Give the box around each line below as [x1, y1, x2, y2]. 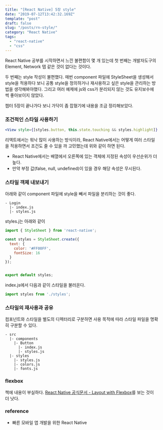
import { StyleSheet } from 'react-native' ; [5, 228, 97, 233]
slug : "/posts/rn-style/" [5, 25, 57, 30]
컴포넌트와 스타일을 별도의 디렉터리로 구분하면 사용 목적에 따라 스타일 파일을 [5, 316, 149, 322]
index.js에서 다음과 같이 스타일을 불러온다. [5, 282, 86, 288]
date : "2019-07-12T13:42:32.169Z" [5, 12, 75, 17]
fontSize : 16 [14, 250, 40, 255]
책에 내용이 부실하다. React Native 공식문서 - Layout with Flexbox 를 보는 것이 [5, 389, 154, 395]
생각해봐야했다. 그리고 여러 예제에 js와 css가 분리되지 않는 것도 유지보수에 [14, 86, 154, 92]
